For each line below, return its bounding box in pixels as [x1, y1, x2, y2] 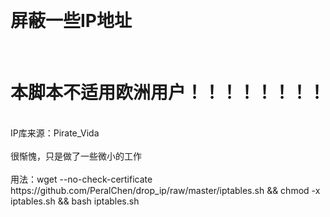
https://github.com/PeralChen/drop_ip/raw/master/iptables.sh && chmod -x [10, 184, 321, 196]
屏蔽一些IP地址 [10, 10, 133, 32]
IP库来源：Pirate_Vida [10, 127, 100, 139]
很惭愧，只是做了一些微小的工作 [10, 150, 142, 162]
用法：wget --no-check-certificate [10, 173, 153, 185]
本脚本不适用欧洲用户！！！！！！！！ [10, 82, 327, 104]
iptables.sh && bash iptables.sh [10, 195, 140, 207]
